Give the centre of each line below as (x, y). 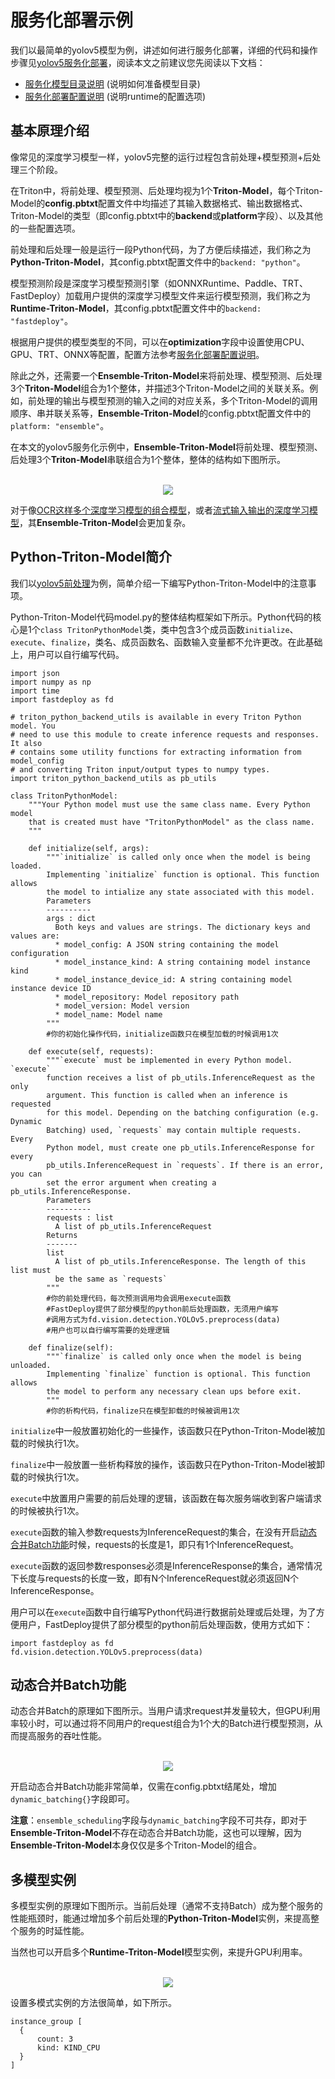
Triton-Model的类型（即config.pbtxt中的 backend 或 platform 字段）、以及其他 (166, 215)
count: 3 (55, 2039)
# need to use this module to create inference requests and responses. (165, 734)
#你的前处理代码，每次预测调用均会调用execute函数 (139, 1298)
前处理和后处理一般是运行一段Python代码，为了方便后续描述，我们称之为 (161, 249)
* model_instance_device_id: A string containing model (173, 979)
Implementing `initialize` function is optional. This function (183, 874)
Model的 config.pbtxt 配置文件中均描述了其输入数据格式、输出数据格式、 (159, 203)
